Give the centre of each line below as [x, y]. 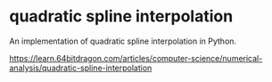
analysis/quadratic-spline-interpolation [81, 68]
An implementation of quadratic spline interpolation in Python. [123, 41]
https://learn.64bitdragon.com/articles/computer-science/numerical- [136, 58]
